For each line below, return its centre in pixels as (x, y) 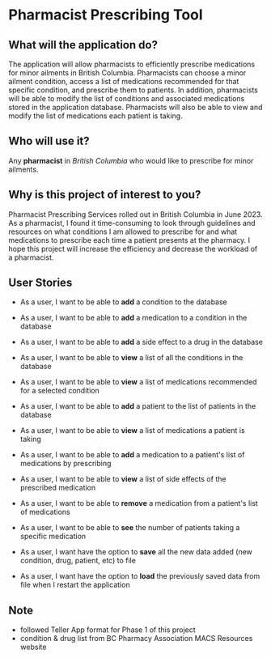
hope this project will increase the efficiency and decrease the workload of (133, 248)
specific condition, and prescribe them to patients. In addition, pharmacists (133, 90)
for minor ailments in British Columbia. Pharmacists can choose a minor (127, 73)
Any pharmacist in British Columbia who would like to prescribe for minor (131, 160)
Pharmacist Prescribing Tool (106, 15)
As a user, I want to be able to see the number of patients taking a (130, 528)
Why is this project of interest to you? (105, 195)
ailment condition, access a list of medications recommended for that (124, 81)
